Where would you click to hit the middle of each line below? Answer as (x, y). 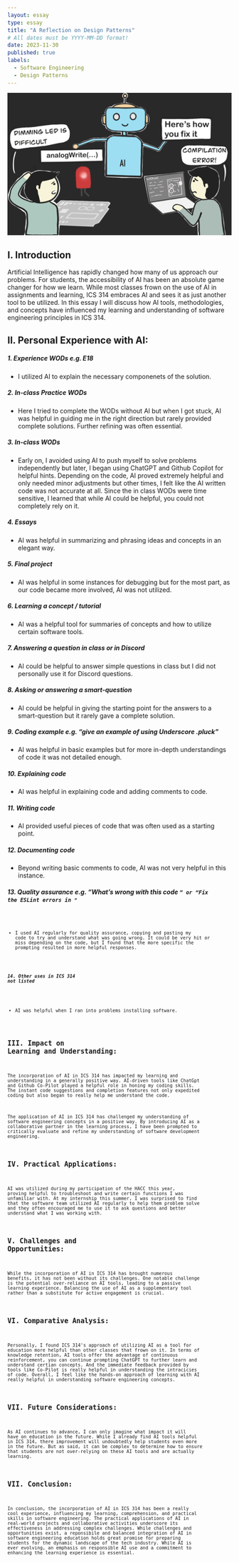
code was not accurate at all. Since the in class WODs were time (112, 491)
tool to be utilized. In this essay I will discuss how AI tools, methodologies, (116, 303)
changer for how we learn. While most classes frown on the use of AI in (112, 287)
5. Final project (30, 564)
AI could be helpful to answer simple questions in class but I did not (117, 666)
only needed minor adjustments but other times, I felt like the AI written (122, 483)
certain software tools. (51, 631)
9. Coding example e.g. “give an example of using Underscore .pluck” (113, 732)
